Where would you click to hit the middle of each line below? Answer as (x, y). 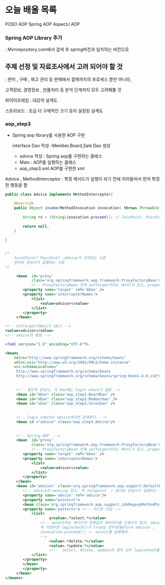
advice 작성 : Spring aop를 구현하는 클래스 (61, 156)
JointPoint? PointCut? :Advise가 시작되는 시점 (60, 258)
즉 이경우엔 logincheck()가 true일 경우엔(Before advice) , (98, 528)
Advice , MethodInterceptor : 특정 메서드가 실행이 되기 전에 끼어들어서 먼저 (78, 179)
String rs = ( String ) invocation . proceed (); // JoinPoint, (83, 217)
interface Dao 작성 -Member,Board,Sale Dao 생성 (61, 146)
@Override (24, 203)
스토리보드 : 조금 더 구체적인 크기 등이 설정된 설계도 (54, 111)
